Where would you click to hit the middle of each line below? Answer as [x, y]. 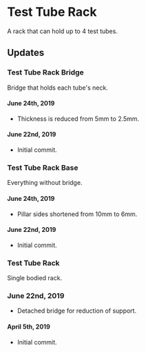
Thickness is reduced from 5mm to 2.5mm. [78, 119]
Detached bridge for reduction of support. [76, 311]
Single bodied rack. [35, 278]
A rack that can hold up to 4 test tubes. [63, 31]
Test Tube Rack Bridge [45, 72]
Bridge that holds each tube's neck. [58, 88]
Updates [26, 53]
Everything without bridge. [45, 183]
